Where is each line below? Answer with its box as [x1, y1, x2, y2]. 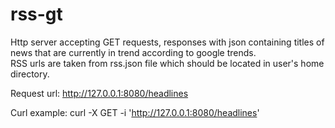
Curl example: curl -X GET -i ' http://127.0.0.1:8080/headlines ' [10, 106, 260, 118]
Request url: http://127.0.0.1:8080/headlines [10, 87, 189, 99]
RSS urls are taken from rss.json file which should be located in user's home [10, 57, 325, 69]
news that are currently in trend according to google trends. [10, 46, 257, 58]
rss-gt [10, 3, 63, 26]
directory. [10, 68, 50, 80]
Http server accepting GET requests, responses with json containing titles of [10, 36, 325, 48]
